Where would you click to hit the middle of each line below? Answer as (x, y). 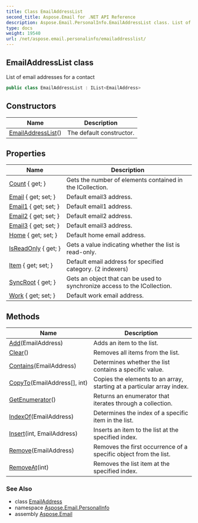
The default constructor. (101, 133)
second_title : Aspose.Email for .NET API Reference (71, 17)
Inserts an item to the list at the (136, 430)
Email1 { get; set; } (34, 207)
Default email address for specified (115, 261)
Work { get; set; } (32, 296)
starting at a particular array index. (141, 386)
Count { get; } (27, 184)
